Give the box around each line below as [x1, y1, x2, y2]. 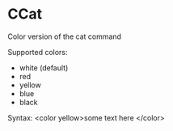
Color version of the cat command [7, 32, 122, 41]
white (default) [19, 62, 69, 73]
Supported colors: [7, 47, 68, 57]
